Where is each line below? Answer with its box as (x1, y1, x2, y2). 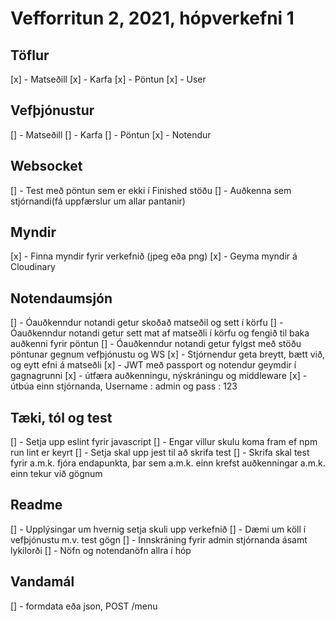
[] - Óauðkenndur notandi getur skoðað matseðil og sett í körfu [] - (10, 317, 284, 329)
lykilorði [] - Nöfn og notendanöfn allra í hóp (10, 544, 192, 556)
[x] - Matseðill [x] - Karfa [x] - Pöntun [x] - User (10, 73, 207, 85)
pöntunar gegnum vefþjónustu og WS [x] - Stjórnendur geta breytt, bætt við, (10, 348, 326, 361)
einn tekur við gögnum (10, 468, 103, 480)
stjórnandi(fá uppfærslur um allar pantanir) (10, 195, 186, 207)
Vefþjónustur (10, 102, 95, 119)
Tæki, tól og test (10, 409, 113, 426)
